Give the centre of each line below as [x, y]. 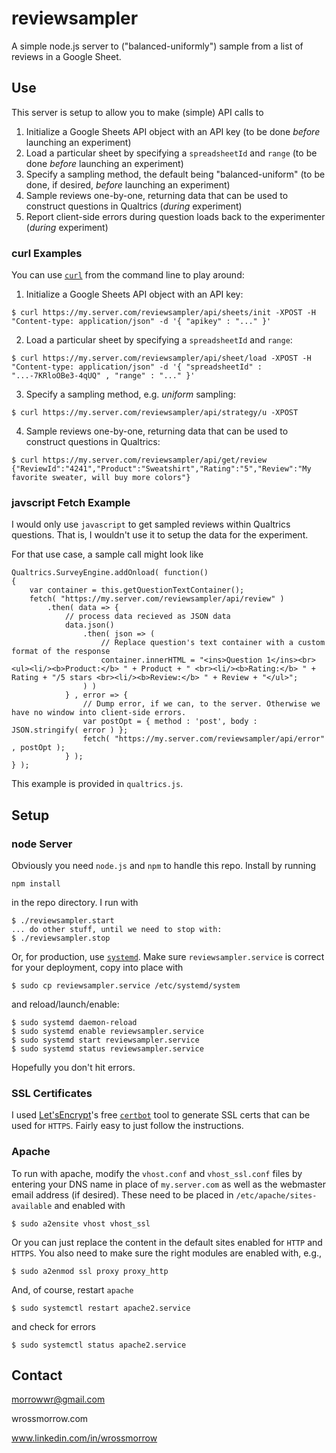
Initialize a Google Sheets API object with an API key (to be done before [173, 131]
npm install [36, 884]
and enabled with [90, 1205]
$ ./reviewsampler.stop [61, 938]
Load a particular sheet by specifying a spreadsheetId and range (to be [171, 153]
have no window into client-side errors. [99, 713]
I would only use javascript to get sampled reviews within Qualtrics [151, 524]
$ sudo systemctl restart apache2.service [101, 1308]
